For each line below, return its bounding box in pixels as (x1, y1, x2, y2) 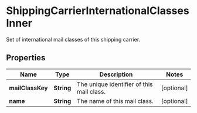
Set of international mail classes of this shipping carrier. (6, 36, 141, 43)
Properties (6, 53, 46, 63)
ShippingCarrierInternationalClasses (6, 4, 189, 18)
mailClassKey (9, 84, 48, 92)
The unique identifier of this (77, 80, 153, 88)
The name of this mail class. (77, 97, 154, 105)
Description (99, 70, 133, 78)
